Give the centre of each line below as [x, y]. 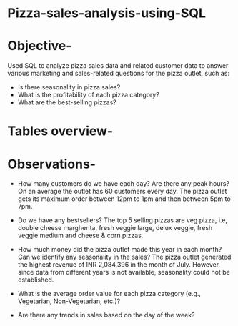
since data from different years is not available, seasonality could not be [124, 272]
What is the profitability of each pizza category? [88, 95]
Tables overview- [60, 131]
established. [36, 280]
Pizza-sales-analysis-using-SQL [106, 13]
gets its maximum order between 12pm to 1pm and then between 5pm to [124, 199]
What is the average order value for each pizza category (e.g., [109, 294]
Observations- [52, 164]
